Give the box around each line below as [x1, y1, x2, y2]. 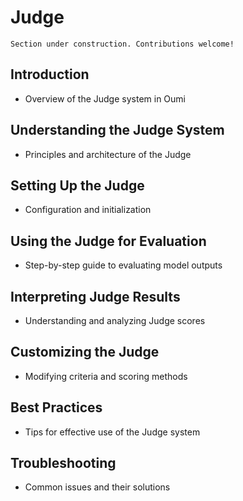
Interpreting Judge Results [10, 288, 181, 305]
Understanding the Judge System [10, 122, 225, 139]
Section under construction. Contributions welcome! [10, 39, 235, 49]
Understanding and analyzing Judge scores [24, 315, 206, 326]
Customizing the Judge [10, 344, 160, 361]
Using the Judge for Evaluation [10, 232, 207, 250]
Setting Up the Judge [10, 177, 145, 194]
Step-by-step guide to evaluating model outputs [24, 259, 223, 271]
